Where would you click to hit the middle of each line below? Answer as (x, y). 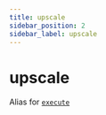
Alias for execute (40, 102)
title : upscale (37, 17)
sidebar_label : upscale (53, 34)
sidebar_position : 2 (48, 26)
